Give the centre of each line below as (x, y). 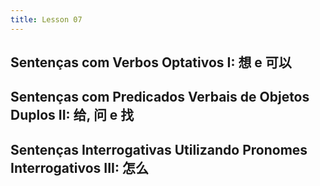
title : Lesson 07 (46, 19)
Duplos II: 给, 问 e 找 (72, 115)
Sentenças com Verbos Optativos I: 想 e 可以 (151, 62)
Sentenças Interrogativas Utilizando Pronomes (159, 149)
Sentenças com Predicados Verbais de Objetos (160, 97)
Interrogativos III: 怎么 (79, 167)
